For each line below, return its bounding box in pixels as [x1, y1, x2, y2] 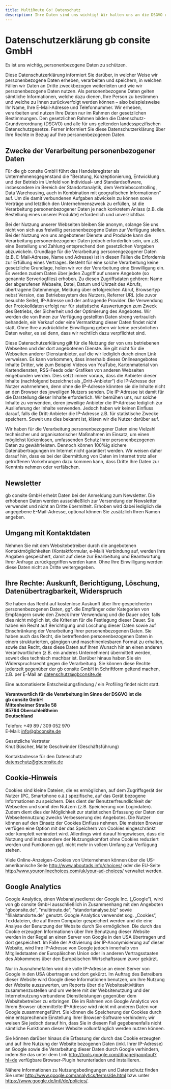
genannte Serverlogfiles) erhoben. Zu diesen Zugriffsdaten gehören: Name [5, 276, 163, 282]
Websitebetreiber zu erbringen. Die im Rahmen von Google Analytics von [5, 998, 159, 1005]
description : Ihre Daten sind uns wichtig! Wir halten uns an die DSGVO [5, 12, 163, 17]
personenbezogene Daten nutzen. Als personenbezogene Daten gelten [5, 88, 155, 95]
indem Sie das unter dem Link [5, 1052, 68, 1058]
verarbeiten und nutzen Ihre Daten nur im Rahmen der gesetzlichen [5, 110, 147, 116]
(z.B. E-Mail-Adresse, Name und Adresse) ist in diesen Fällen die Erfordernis [5, 254, 165, 260]
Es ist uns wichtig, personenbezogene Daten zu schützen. [5, 62, 127, 68]
